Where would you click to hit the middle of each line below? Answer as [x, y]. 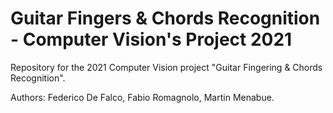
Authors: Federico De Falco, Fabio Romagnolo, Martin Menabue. [142, 97]
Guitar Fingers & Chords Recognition [165, 18]
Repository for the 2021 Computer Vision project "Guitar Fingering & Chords [166, 67]
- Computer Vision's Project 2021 [151, 39]
